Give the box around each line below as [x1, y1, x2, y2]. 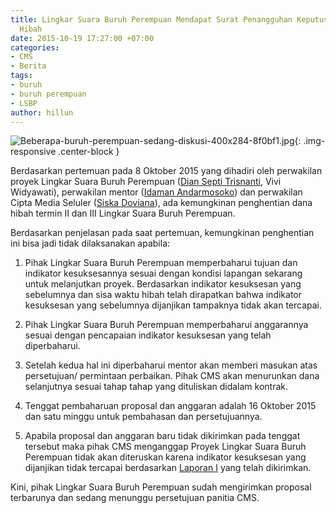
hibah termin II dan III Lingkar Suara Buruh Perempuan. [10, 207, 236, 220]
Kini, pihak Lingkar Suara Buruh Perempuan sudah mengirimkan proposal [10, 481, 312, 493]
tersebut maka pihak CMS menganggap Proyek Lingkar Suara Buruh [24, 441, 307, 453]
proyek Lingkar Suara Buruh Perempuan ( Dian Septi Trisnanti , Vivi [10, 176, 282, 188]
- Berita [10, 61, 47, 71]
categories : [10, 42, 60, 53]
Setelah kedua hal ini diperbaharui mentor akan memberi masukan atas [24, 359, 318, 371]
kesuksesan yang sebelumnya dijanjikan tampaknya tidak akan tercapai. [24, 299, 323, 311]
